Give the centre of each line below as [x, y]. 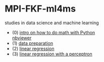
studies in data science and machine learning [52, 23]
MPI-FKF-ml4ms [40, 9]
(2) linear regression [33, 48]
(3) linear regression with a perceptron [52, 54]
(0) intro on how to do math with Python [54, 32]
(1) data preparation [33, 43]
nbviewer [22, 38]
